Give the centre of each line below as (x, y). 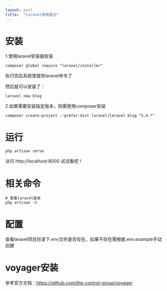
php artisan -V (21, 203)
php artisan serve (25, 151)
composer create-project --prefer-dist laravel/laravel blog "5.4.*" (80, 116)
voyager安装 (32, 268)
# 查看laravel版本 (23, 198)
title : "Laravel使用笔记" (32, 15)
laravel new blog (24, 96)
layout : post (19, 10)
